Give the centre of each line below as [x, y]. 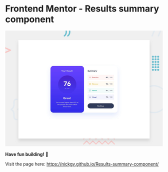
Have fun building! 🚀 [27, 154]
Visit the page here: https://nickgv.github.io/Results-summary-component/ [82, 164]
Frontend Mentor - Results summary [82, 9]
